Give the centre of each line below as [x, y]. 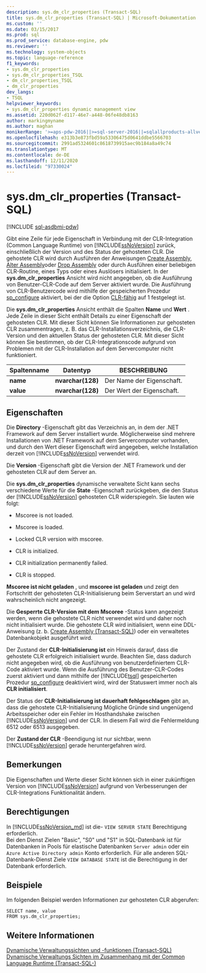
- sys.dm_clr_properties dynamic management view [71, 109]
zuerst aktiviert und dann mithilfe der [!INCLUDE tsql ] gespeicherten [92, 676]
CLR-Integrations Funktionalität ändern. [56, 792]
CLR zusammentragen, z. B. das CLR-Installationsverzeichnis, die [89, 329]
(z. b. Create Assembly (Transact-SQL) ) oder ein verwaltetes [113, 631]
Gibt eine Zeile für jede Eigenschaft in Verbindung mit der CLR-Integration [100, 239]
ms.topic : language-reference [45, 58]
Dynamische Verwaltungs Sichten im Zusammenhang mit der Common [96, 957]
